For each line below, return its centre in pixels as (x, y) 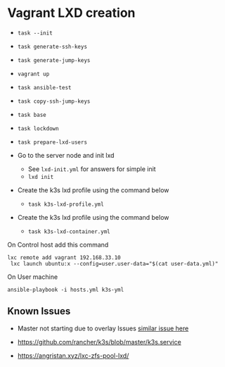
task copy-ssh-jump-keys (54, 101)
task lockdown (38, 128)
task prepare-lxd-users (52, 142)
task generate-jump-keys (54, 60)
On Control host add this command (58, 244)
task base (32, 115)
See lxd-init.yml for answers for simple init (92, 169)
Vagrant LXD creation (71, 13)
